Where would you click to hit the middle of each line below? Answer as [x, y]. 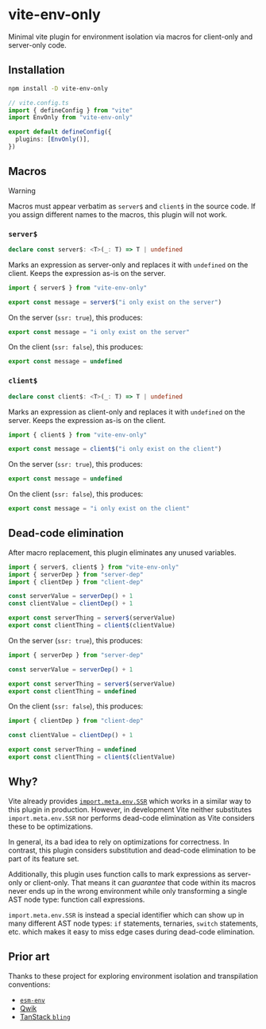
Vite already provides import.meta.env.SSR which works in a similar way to [130, 801]
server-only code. [38, 45]
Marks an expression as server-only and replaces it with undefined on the [128, 265]
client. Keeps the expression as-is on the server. [87, 273]
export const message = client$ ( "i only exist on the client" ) [115, 449]
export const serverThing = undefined [72, 750]
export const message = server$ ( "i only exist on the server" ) [115, 302]
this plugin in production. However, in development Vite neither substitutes [130, 810]
